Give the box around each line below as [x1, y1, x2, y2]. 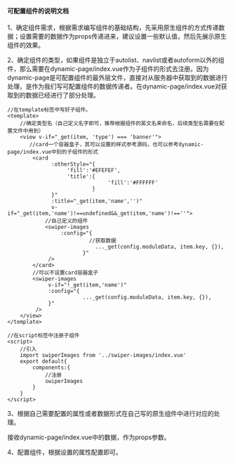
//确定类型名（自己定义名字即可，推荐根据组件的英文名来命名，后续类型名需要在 [20, 120, 220, 127]
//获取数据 [88, 237, 117, 244]
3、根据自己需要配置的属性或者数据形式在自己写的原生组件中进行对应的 [7, 410, 214, 418]
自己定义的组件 [51, 218, 88, 225]
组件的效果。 [7, 41, 44, 49]
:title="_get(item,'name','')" [51, 197, 142, 205]
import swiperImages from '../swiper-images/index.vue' [20, 352, 187, 359]
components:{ [32, 364, 71, 372]
